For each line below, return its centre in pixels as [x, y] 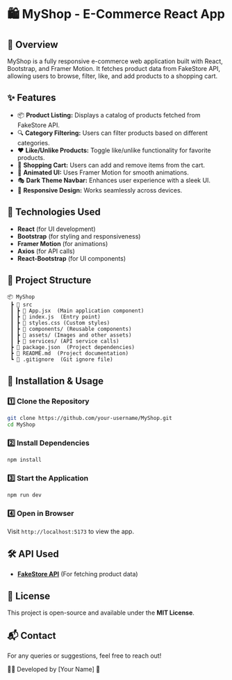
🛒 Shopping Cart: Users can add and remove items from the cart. [111, 165]
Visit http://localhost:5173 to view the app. [71, 531]
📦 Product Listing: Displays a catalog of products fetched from [109, 115]
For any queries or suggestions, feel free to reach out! [84, 656]
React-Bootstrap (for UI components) [72, 258]
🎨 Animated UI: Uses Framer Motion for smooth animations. [103, 172]
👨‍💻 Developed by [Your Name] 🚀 [54, 669]
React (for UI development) [56, 229]
